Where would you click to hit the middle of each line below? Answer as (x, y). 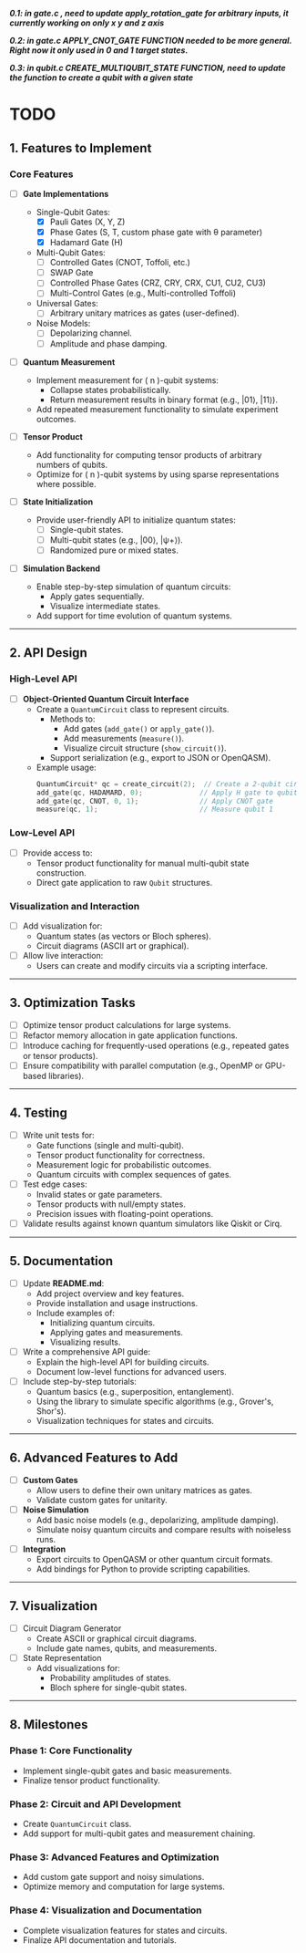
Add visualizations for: (78, 1668)
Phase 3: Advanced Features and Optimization (115, 1857)
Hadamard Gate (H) (87, 243)
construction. (61, 873)
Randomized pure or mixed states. (114, 550)
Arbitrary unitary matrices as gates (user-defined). (144, 313)
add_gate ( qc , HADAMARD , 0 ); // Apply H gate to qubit (167, 793)
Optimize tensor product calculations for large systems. (127, 1024)
